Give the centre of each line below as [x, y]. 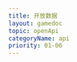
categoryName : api [39, 38]
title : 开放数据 [33, 16]
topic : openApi [34, 31]
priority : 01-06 [35, 46]
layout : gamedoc [35, 23]
